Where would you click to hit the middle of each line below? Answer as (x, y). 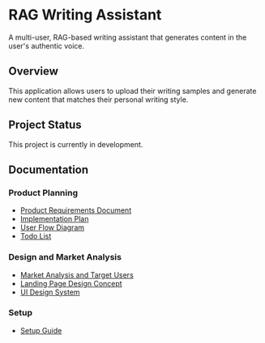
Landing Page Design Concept (71, 283)
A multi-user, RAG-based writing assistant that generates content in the (128, 37)
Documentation (49, 169)
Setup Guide (41, 330)
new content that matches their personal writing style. (98, 100)
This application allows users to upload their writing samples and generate (132, 91)
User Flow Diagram (52, 227)
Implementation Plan (54, 219)
